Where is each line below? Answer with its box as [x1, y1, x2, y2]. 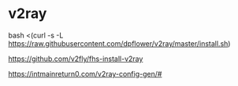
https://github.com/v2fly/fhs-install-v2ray [8, 54, 143, 63]
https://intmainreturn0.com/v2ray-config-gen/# [8, 69, 162, 78]
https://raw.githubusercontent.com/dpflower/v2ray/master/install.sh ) [8, 38, 231, 48]
